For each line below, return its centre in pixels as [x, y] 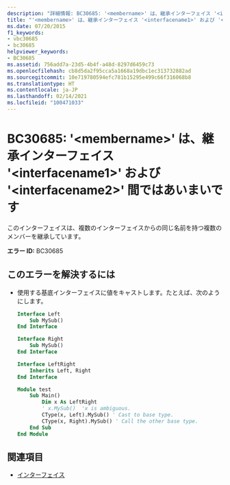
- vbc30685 [23, 39]
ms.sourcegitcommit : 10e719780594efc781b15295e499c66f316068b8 [99, 77]
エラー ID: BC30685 [35, 250]
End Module [33, 434]
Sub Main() [45, 396]
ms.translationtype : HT [41, 84]
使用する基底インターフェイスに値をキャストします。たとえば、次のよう [118, 292]
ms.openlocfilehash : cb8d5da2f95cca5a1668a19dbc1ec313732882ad [99, 71]
